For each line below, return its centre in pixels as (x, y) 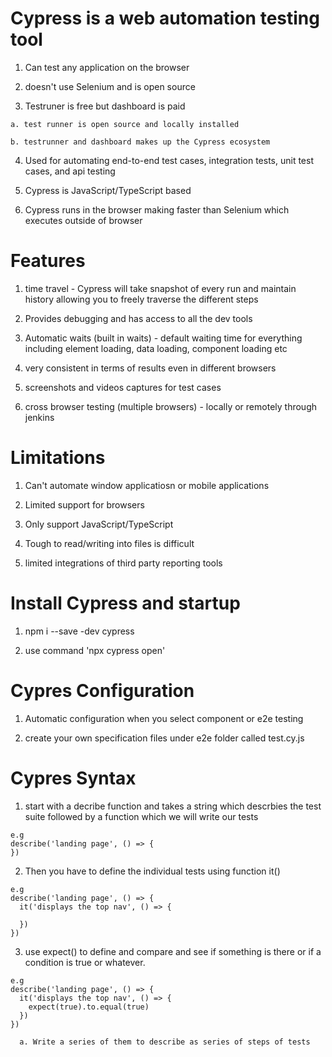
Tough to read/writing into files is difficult (109, 543)
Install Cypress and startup (125, 603)
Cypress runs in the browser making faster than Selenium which (157, 209)
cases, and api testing (70, 171)
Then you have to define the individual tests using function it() (152, 871)
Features (48, 261)
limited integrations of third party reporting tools (123, 563)
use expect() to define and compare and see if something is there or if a (173, 951)
